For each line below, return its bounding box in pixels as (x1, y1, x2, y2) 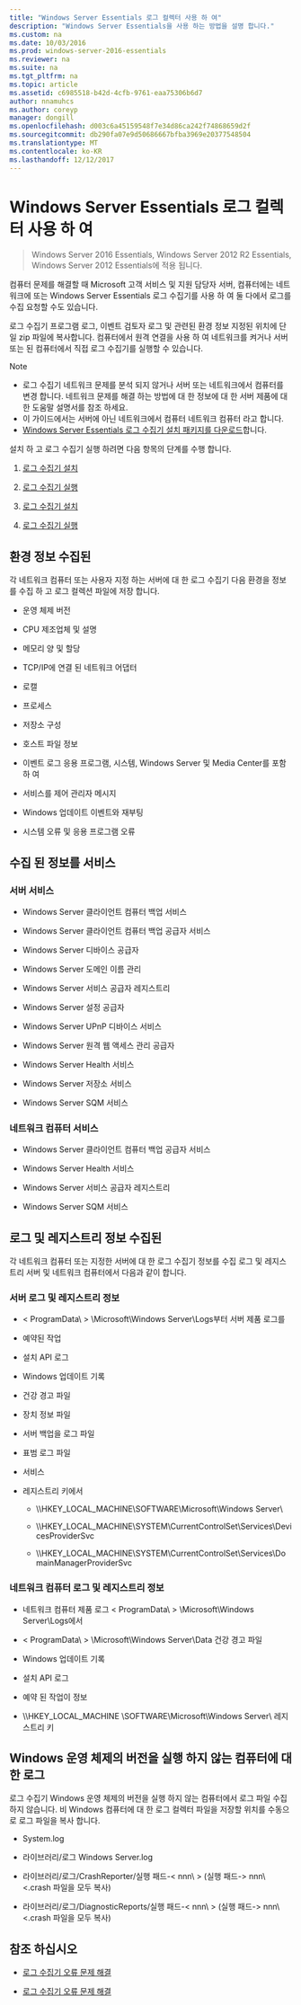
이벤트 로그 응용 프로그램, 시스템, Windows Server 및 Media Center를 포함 (22, 758, 287, 768)
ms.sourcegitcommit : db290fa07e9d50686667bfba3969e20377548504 (9, 130, 252, 139)
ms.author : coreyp (9, 105, 78, 114)
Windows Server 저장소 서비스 (22, 1078, 132, 1088)
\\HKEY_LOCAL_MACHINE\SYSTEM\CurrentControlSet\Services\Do (35, 1548, 286, 1559)
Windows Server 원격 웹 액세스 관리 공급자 (22, 1040, 175, 1051)
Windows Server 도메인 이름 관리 (22, 963, 142, 974)
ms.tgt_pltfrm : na (9, 72, 78, 81)
